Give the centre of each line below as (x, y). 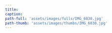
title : (12, 9)
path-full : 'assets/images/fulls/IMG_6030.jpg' (54, 18)
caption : (14, 14)
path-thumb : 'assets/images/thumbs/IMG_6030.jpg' (56, 23)
